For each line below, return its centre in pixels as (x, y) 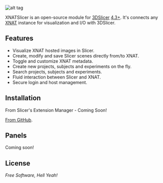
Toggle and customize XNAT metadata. (53, 61)
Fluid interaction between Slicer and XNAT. (56, 77)
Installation (23, 98)
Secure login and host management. (50, 82)
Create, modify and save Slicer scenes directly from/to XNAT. (76, 55)
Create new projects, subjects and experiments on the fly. (72, 66)
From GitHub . (19, 119)
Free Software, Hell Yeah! (31, 175)
